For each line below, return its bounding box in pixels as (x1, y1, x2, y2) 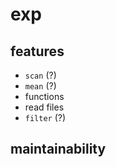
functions (24, 91, 65, 102)
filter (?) (24, 112, 67, 123)
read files (24, 101, 65, 113)
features (10, 43, 65, 60)
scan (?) (24, 69, 57, 81)
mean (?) (24, 80, 57, 92)
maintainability (10, 141, 107, 158)
